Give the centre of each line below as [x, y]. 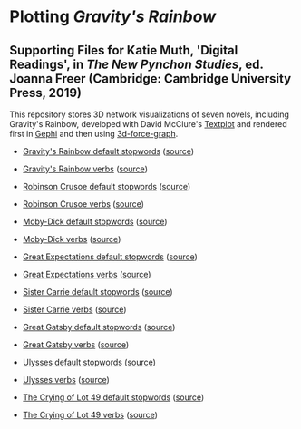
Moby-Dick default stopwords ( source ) [95, 221]
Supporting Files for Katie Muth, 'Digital [124, 50]
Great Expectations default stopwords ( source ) [110, 257]
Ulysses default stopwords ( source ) [89, 362]
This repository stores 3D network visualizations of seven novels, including [150, 114]
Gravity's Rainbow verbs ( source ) [85, 169]
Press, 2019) [46, 93]
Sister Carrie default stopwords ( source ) [98, 292]
